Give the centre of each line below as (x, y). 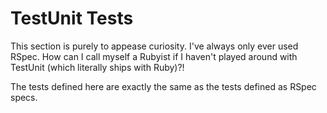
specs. (24, 97)
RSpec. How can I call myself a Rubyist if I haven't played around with (154, 56)
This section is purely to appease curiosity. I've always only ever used (154, 46)
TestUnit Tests (72, 18)
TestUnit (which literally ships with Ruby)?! (97, 67)
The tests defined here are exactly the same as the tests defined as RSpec (163, 86)
